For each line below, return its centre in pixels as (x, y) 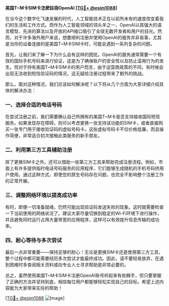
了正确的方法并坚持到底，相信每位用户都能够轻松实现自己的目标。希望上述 (82, 282)
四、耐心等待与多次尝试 (33, 240)
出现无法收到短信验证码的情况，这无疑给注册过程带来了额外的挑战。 (76, 73)
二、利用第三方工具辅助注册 (39, 150)
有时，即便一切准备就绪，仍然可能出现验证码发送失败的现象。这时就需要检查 (84, 207)
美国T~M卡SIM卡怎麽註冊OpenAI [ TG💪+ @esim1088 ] (61, 8)
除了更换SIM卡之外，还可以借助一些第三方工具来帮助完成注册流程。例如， (82, 162)
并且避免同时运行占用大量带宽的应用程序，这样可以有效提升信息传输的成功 (82, 219)
